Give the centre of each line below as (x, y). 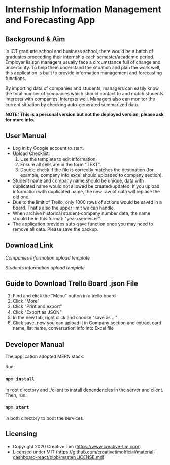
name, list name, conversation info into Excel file (63, 328)
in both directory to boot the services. (45, 418)
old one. (21, 197)
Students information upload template (45, 267)
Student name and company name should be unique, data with (78, 180)
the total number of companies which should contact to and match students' (85, 94)
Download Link (29, 246)
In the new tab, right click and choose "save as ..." (65, 318)
